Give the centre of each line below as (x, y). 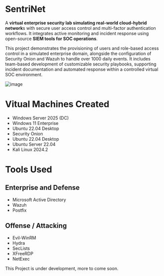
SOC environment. (24, 74)
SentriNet (26, 9)
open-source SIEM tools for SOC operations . (52, 39)
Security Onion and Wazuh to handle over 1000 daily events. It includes (78, 58)
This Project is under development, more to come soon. (62, 268)
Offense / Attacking (36, 226)
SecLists (21, 248)
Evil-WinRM (24, 238)
